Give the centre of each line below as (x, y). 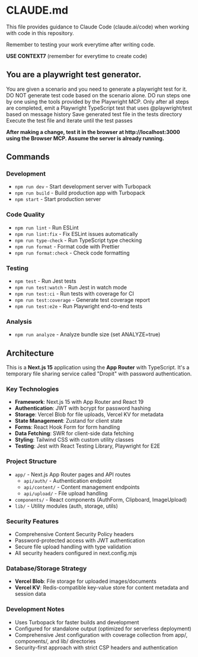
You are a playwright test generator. (74, 75)
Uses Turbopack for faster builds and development (77, 622)
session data (30, 594)
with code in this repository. (40, 33)
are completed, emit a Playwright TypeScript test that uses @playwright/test (99, 108)
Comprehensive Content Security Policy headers (74, 534)
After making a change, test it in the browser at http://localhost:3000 (93, 132)
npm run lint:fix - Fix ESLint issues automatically (76, 234)
